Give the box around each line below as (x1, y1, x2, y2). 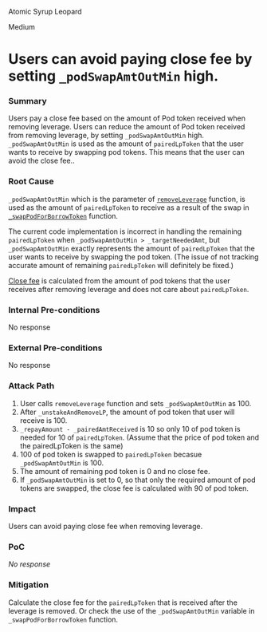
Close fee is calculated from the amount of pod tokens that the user (8, 275, 230, 286)
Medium (8, 22, 36, 31)
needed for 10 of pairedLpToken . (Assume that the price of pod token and (19, 433, 260, 442)
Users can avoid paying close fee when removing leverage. (8, 521, 203, 531)
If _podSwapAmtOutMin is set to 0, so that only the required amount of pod (19, 475, 256, 484)
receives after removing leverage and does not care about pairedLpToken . (8, 284, 249, 294)
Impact (8, 503, 37, 514)
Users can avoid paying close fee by (8, 50, 253, 69)
